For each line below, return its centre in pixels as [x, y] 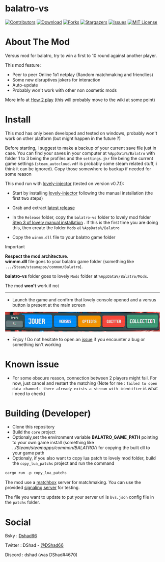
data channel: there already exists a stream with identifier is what [85, 388]
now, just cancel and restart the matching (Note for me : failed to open [85, 383]
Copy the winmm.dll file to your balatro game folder [64, 237]
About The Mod [38, 42]
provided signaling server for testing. [42, 488]
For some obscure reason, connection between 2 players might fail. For [84, 378]
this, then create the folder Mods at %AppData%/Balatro [66, 227]
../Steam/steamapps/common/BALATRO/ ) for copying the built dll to [81, 448]
